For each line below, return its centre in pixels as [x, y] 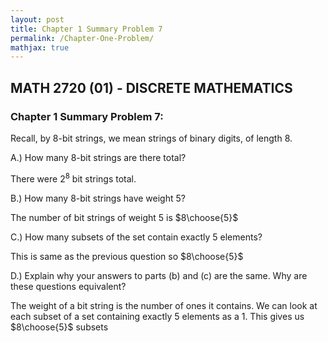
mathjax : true [40, 47]
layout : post [37, 19]
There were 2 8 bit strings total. [73, 178]
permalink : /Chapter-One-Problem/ [82, 38]
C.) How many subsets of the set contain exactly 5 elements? [136, 237]
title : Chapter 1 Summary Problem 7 [86, 29]
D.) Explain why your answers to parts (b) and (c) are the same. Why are [159, 275]
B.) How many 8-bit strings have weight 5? [98, 198]
